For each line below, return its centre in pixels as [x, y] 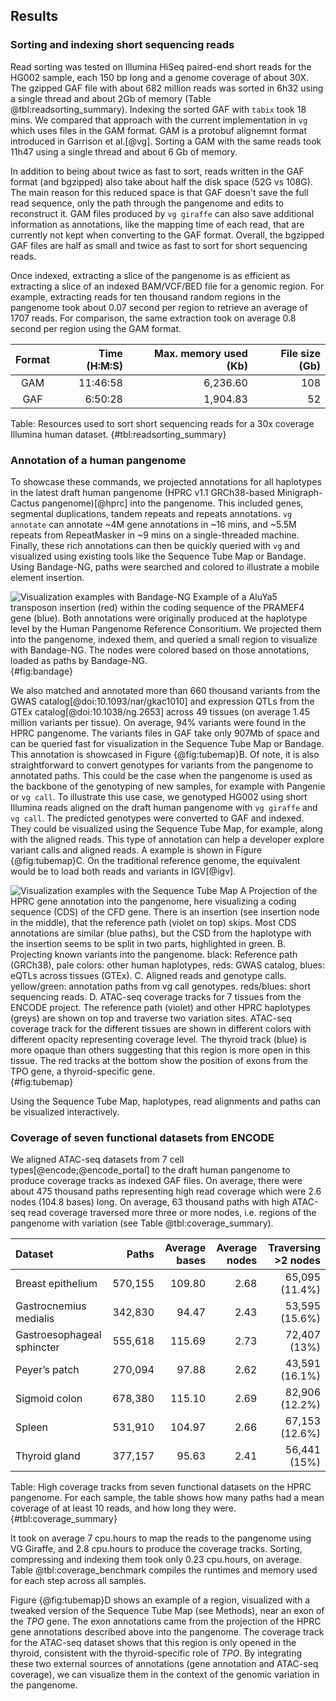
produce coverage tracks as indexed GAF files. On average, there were [156, 1181]
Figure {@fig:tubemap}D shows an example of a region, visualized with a [160, 1600]
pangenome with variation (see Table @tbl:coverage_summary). [142, 1223]
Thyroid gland [48, 1456]
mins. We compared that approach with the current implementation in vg [159, 120]
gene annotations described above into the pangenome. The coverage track [167, 1632]
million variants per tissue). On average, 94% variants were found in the [158, 722]
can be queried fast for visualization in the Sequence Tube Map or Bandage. [167, 743]
